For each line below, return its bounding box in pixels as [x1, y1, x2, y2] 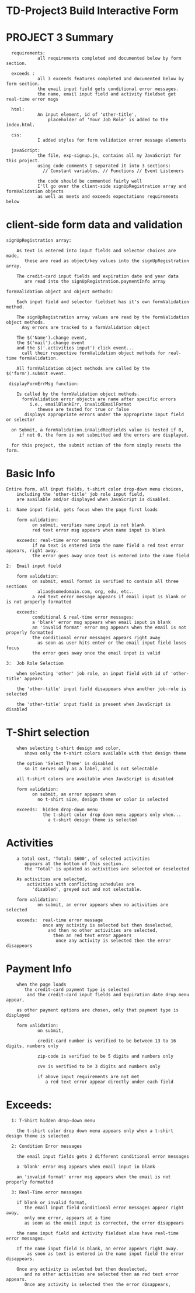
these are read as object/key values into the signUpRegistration [24, 258, 190, 264]
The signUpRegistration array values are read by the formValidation [16, 314, 190, 320]
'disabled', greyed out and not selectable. [32, 886, 142, 892]
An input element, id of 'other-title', [37, 112, 137, 118]
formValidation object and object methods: [6, 289, 114, 295]
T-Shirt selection [6, 726, 90, 739]
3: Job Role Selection [6, 660, 64, 666]
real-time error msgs [6, 97, 59, 102]
